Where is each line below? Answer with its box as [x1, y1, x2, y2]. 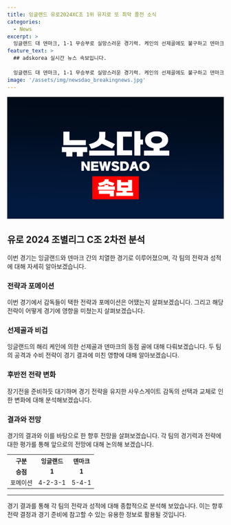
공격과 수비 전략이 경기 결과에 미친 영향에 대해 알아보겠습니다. [14, 351, 180, 360]
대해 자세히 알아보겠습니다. [14, 262, 87, 270]
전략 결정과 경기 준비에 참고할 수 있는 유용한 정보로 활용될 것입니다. [7, 510, 187, 518]
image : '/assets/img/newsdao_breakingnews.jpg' [7, 76, 146, 83]
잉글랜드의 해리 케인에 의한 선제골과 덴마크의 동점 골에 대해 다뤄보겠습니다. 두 [7, 342, 214, 351]
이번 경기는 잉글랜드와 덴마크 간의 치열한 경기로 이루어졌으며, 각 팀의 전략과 [7, 254, 209, 262]
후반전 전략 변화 [7, 370, 56, 380]
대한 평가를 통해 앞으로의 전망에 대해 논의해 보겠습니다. [7, 440, 154, 448]
